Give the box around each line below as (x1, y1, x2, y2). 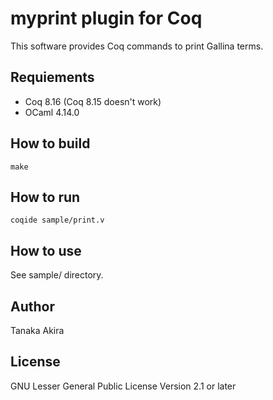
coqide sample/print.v (10, 215, 105, 226)
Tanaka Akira (10, 325, 65, 336)
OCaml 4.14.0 (24, 106, 80, 118)
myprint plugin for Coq (10, 7, 203, 30)
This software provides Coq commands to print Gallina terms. (10, 40, 264, 52)
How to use (10, 242, 82, 259)
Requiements (10, 69, 95, 86)
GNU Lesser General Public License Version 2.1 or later (10, 380, 237, 392)
